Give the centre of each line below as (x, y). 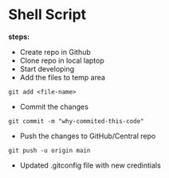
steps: (19, 37)
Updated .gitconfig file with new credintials (90, 165)
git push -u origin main (49, 150)
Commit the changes (54, 106)
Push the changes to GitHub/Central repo (88, 136)
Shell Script (47, 15)
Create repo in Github (55, 52)
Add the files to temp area (63, 77)
